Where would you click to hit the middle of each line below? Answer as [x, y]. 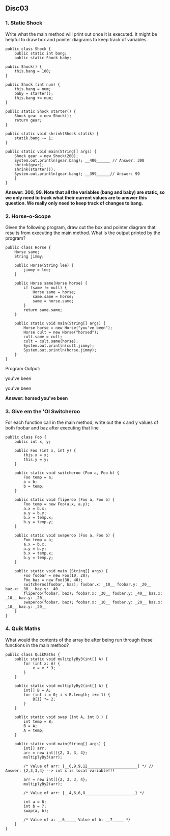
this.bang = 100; [33, 71]
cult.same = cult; [43, 337]
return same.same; [43, 310]
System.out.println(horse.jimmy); [60, 350]
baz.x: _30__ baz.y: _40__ [34, 589]
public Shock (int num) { [33, 84]
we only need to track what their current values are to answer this [76, 197]
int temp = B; [38, 721]
